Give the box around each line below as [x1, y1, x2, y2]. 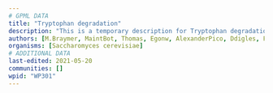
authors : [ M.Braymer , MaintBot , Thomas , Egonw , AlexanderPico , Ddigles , [8, 34, 260, 43]
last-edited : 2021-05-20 [8, 57, 93, 66]
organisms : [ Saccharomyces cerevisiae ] [8, 42, 144, 50]
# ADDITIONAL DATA [8, 49, 71, 57]
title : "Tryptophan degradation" [8, 19, 122, 27]
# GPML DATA [8, 11, 49, 20]
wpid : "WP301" [8, 72, 57, 80]
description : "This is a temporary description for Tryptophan [8, 27, 227, 35]
